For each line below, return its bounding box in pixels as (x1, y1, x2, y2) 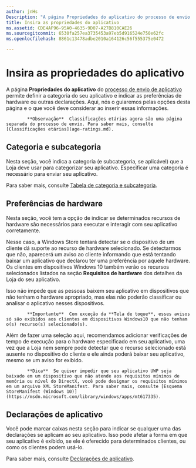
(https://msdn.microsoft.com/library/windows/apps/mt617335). (6, 393, 161, 400)
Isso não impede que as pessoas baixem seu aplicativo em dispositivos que (6, 287, 190, 294)
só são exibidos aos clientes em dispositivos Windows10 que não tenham (6, 316, 188, 322)
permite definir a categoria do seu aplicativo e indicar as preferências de (6, 92, 182, 99)
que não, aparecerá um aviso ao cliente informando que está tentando (6, 250, 176, 258)
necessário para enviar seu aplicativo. (6, 170, 98, 177)
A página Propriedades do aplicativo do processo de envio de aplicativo (6, 86, 183, 93)
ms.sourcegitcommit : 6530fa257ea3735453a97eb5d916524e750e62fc (6, 31, 164, 36)
